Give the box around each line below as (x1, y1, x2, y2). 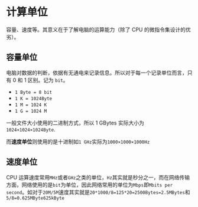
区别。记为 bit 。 (27, 76, 69, 83)
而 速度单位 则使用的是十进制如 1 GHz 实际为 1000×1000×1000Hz (6, 138, 150, 145)
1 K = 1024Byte (14, 96, 53, 101)
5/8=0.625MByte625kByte (6, 195, 65, 201)
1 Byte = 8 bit (14, 89, 53, 95)
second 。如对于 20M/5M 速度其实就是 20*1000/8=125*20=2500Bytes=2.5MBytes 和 (6, 188, 190, 195)
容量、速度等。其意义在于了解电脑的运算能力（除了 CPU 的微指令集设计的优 (6, 26, 191, 33)
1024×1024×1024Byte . (6, 126, 56, 133)
